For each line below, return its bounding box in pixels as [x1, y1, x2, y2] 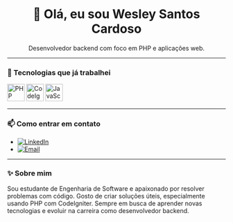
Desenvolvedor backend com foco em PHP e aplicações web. [28, 44, 205, 52]
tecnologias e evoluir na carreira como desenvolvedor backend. [7, 206, 189, 214]
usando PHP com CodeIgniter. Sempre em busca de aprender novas [7, 199, 202, 207]
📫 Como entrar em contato [7, 119, 101, 129]
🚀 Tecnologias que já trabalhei [7, 67, 111, 77]
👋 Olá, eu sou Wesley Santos [33, 6, 200, 22]
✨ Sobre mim [7, 169, 52, 178]
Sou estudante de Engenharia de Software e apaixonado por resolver [7, 184, 205, 193]
